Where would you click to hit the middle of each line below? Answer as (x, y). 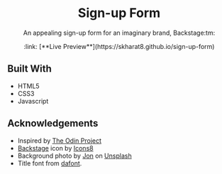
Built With (29, 69)
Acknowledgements (53, 123)
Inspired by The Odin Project (59, 141)
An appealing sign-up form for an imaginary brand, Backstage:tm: (119, 33)
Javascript (33, 101)
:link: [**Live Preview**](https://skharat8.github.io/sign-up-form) (119, 46)
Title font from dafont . (50, 163)
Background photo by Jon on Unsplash (75, 156)
